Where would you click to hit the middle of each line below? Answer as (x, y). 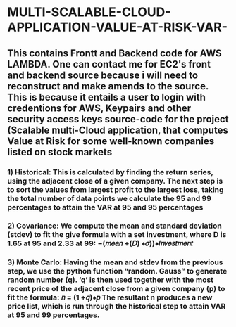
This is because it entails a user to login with (107, 97)
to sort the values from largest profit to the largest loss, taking (116, 189)
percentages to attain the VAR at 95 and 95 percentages (105, 207)
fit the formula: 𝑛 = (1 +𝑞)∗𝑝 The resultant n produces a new (110, 297)
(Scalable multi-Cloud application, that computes (118, 130)
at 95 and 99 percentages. (54, 315)
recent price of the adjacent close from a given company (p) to (116, 289)
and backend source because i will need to (103, 75)
